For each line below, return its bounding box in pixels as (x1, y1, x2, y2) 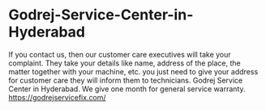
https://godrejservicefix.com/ (8, 92, 107, 102)
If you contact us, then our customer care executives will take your (8, 49, 231, 59)
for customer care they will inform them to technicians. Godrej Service (8, 75, 243, 85)
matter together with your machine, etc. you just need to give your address (8, 66, 259, 76)
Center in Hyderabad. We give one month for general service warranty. (8, 83, 246, 94)
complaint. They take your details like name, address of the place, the (8, 58, 241, 68)
